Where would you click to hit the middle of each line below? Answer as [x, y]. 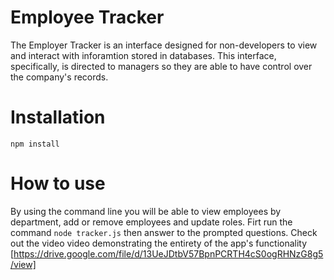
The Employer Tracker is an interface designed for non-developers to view [164, 45]
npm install [35, 144]
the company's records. [59, 77]
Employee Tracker [87, 17]
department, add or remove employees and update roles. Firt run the [151, 222]
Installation [58, 117]
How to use [58, 183]
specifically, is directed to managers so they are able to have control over [161, 66]
